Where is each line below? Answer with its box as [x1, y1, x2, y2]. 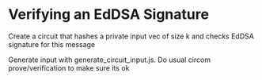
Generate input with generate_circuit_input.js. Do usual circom [8, 55, 211, 64]
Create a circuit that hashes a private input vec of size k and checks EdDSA [8, 31, 255, 41]
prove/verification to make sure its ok [8, 63, 130, 72]
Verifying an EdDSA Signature [8, 5, 210, 24]
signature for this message [8, 39, 96, 49]
